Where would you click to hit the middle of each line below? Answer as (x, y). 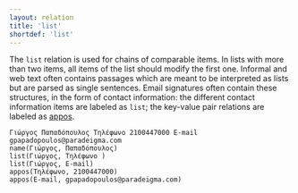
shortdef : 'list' (42, 34)
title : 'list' (36, 26)
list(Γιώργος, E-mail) (51, 164)
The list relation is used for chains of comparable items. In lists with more (147, 60)
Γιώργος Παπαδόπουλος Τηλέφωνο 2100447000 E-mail (104, 133)
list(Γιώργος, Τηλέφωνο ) (57, 156)
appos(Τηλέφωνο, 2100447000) (64, 172)
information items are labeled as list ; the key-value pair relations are (137, 107)
